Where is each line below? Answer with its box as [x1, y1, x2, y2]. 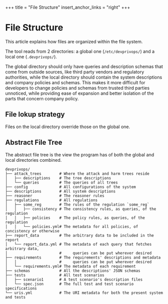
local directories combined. [5, 157, 62, 163]
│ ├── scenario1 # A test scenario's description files [5, 277, 143, 282]
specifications [5, 286, 37, 291]
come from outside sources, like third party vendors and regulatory [5, 69, 144, 75]
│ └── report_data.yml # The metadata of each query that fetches [5, 241, 152, 247]
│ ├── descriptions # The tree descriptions [5, 175, 112, 180]
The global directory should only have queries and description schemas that [5, 63, 163, 70]
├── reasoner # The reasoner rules [5, 193, 105, 198]
